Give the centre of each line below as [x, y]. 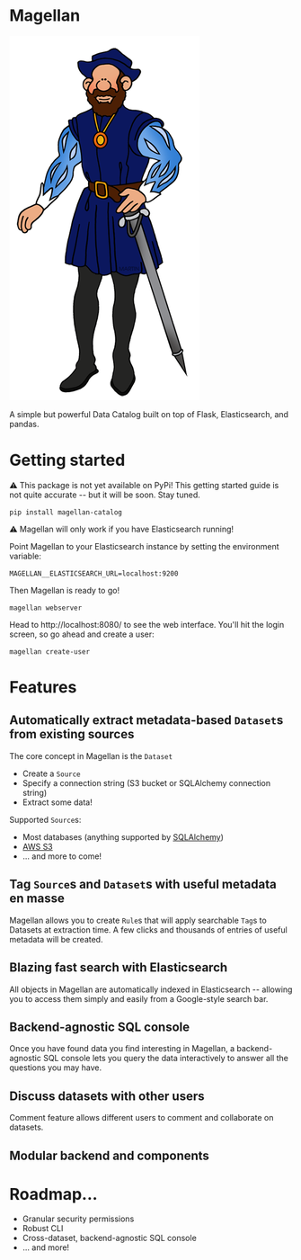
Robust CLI [43, 1229]
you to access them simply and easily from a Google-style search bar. [139, 998]
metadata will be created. [56, 939]
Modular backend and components [109, 1155]
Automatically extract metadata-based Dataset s [146, 720]
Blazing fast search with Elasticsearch [119, 968]
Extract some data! [57, 802]
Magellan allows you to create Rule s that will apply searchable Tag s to [138, 920]
